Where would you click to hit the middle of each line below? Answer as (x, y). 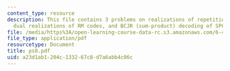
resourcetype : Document (41, 45)
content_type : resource (41, 13)
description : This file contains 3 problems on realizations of (101, 20)
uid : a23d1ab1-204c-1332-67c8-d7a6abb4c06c (70, 57)
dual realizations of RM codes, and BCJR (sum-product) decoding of (113, 26)
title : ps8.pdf (29, 51)
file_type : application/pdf (47, 39)
